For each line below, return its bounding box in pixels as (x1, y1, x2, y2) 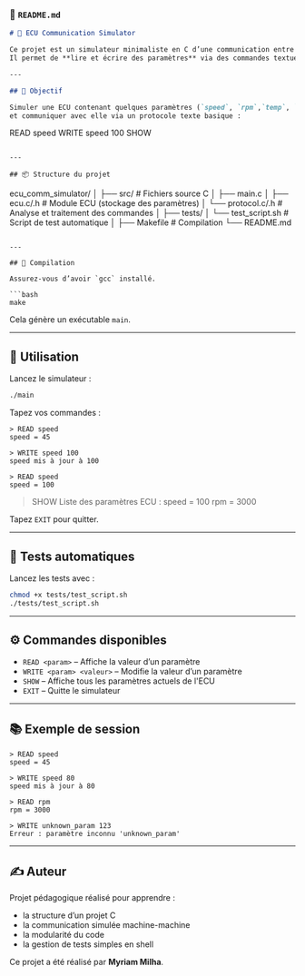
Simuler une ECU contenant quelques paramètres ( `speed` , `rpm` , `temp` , (9, 103, 290, 112)
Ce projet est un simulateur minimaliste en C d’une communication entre (9, 45, 295, 54)
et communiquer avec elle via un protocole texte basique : (9, 111, 242, 121)
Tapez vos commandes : (9, 408, 102, 419)
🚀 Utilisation (9, 349, 80, 364)
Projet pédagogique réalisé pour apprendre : (9, 892, 175, 903)
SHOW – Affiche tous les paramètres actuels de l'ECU (22, 675, 216, 686)
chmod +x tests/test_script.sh (9, 590, 128, 599)
